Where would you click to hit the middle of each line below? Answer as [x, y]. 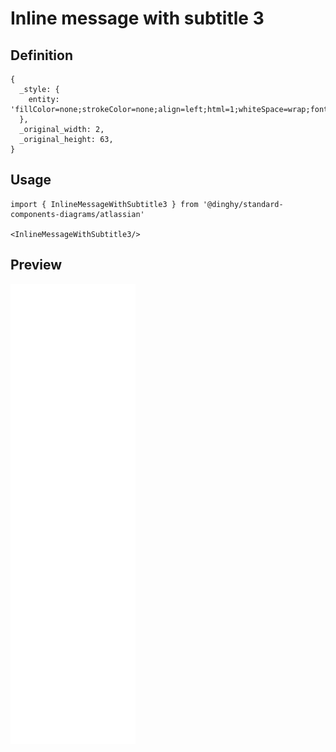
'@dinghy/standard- [243, 204]
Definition [41, 55]
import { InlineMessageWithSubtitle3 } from [104, 204]
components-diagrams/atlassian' [77, 214]
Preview [36, 265]
